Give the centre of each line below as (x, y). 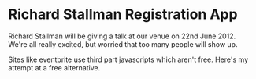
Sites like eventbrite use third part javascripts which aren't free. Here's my (128, 59)
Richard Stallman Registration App (123, 14)
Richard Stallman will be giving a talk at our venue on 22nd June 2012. (122, 36)
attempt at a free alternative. (54, 67)
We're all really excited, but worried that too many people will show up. (123, 44)
